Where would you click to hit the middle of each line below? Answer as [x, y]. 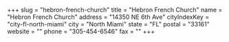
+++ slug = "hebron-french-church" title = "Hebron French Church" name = [115, 10]
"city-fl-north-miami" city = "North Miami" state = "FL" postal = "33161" [108, 24]
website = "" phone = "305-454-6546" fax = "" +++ [81, 31]
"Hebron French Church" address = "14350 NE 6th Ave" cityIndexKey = [108, 17]
